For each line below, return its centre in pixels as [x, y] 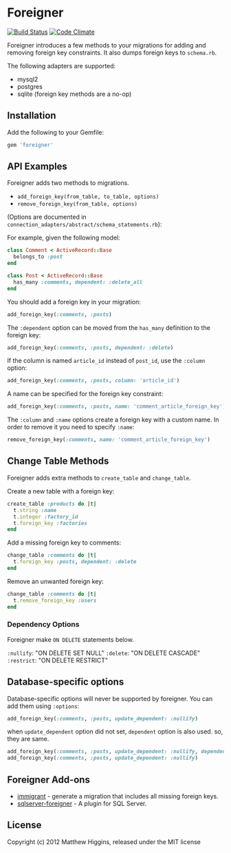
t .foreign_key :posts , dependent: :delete [75, 562]
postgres [30, 86]
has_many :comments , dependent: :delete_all [78, 282]
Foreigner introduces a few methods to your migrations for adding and [107, 45]
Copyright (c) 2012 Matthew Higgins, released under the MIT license [104, 842]
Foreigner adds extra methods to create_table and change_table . [99, 478]
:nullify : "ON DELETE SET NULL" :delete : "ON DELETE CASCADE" [104, 653]
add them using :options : [43, 706]
